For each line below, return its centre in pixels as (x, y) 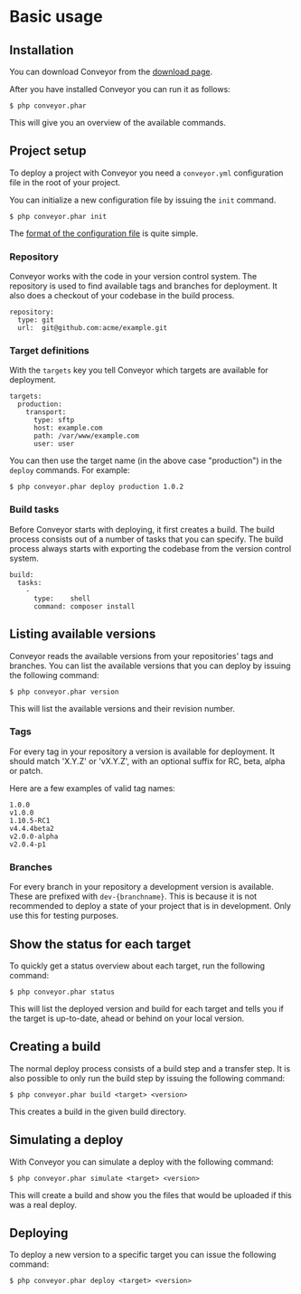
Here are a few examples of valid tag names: (93, 788)
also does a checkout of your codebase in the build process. (122, 296)
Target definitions (49, 351)
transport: (46, 412)
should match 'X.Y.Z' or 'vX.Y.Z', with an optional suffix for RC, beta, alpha (147, 760)
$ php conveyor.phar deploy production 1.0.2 (96, 487)
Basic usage (56, 17)
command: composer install (84, 606)
